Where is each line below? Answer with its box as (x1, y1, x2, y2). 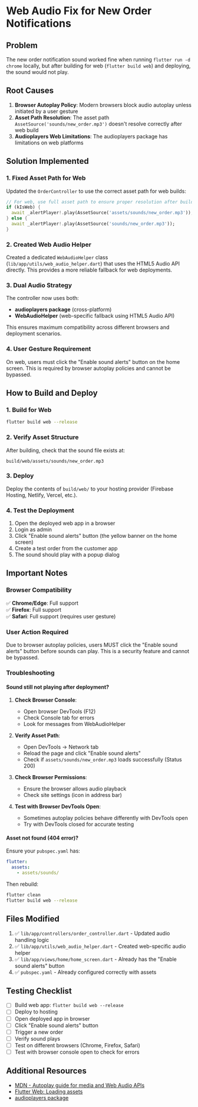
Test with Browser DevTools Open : (14, 803, 101, 810)
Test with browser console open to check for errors (14, 1048, 140, 1056)
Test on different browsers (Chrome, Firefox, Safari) (14, 1041, 140, 1048)
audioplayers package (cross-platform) (14, 306, 112, 313)
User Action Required (6, 628, 69, 636)
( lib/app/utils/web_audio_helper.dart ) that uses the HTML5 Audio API (6, 260, 180, 267)
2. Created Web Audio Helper (6, 240, 91, 248)
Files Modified (6, 914, 60, 924)
